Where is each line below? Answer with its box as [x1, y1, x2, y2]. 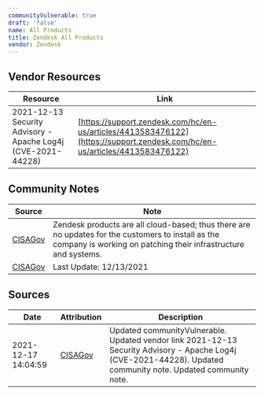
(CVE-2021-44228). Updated [109, 354, 224, 365]
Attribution [60, 312, 102, 323]
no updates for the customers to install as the [52, 229, 220, 240]
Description [158, 312, 203, 323]
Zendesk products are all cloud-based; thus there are [52, 219, 251, 230]
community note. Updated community [109, 364, 249, 375]
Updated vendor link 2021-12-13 [109, 334, 238, 345]
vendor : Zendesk [8, 41, 61, 49]
